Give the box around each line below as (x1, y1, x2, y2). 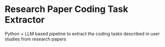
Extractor (5, 14, 45, 25)
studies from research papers (5, 36, 67, 42)
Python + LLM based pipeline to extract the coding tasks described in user (5, 30, 160, 36)
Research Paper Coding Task (5, 3, 128, 15)
